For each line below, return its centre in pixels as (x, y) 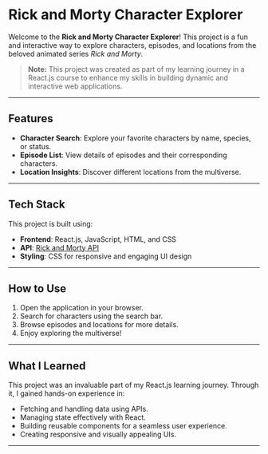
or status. (35, 146)
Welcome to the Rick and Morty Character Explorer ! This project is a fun (128, 37)
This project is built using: (51, 223)
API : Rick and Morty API (59, 247)
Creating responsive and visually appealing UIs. (98, 434)
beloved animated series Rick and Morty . (76, 53)
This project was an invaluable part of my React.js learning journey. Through (134, 385)
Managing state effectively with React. (83, 417)
